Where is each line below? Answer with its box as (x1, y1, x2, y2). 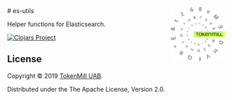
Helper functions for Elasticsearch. (7, 20, 106, 28)
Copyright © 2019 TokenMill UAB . (7, 72, 104, 80)
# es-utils (7, 7, 35, 14)
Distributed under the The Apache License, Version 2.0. (7, 85, 166, 93)
